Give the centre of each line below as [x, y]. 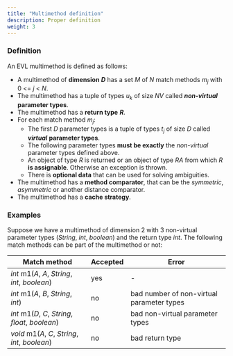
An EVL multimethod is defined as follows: [68, 66]
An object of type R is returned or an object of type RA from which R [125, 160]
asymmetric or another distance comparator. [81, 189]
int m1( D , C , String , [42, 314]
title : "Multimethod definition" [55, 14]
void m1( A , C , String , [44, 334]
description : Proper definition [54, 20]
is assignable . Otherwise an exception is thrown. [97, 167]
